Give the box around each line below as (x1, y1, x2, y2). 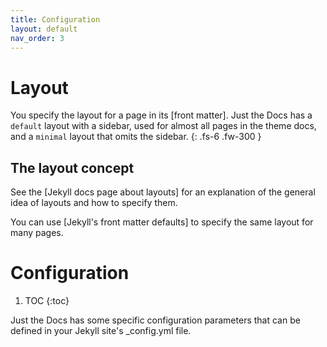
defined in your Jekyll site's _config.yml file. (10, 325, 192, 337)
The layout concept (10, 159, 135, 176)
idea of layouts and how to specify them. (10, 197, 178, 209)
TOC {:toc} (24, 295, 70, 307)
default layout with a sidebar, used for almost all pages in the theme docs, (10, 120, 317, 132)
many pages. (10, 227, 64, 239)
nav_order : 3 (10, 33, 65, 43)
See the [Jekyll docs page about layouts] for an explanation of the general (10, 186, 316, 198)
